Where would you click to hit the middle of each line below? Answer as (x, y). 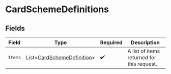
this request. (142, 64)
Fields (15, 28)
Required (111, 43)
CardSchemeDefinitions (57, 9)
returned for (142, 57)
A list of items (144, 51)
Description (145, 43)
